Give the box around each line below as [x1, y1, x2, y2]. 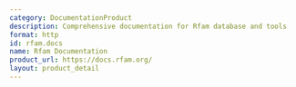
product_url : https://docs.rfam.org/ [9, 55, 153, 64]
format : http [9, 30, 59, 39]
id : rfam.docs [9, 38, 64, 48]
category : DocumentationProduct [9, 13, 132, 23]
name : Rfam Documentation [9, 47, 107, 56]
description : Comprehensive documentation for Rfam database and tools [9, 22, 287, 31]
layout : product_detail [9, 64, 100, 73]
